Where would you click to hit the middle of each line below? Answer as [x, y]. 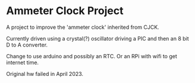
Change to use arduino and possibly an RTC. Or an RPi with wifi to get [92, 56]
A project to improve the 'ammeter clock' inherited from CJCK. [83, 27]
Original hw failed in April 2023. [45, 74]
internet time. [23, 62]
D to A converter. [27, 45]
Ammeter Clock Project [65, 11]
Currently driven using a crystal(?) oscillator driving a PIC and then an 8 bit [97, 38]
